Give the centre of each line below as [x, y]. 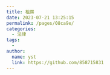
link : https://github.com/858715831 [58, 62]
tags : [13, 40]
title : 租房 [20, 12]
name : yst [24, 57]
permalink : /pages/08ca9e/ [40, 23]
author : [16, 51]
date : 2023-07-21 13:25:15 [40, 18]
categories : [21, 29]
